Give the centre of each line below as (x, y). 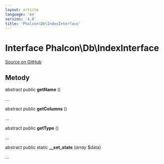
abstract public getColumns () (36, 109)
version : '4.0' (21, 19)
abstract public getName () (33, 89)
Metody (17, 78)
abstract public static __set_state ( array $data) (53, 147)
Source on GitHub (24, 62)
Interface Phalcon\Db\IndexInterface (82, 48)
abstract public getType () (32, 128)
